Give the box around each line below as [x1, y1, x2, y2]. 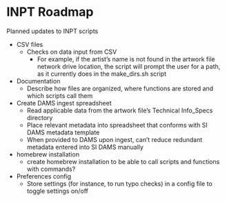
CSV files [16, 40, 43, 48]
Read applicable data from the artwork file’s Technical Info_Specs [26, 106, 213, 114]
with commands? [26, 165, 76, 173]
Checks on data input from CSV [26, 48, 117, 56]
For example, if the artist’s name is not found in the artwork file [37, 54, 215, 63]
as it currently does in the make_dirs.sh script [37, 70, 167, 78]
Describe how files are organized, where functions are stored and [26, 84, 214, 92]
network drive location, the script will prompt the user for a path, [37, 62, 221, 70]
